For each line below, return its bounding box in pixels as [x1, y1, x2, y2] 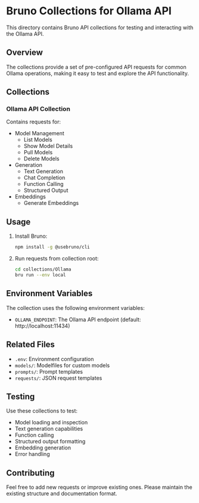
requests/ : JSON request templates [14, 374, 102, 381]
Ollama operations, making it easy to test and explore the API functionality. [6, 70, 189, 77]
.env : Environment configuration [14, 355, 94, 362]
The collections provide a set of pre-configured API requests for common [6, 63, 186, 70]
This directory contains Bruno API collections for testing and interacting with [6, 24, 194, 31]
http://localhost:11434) [14, 322, 70, 329]
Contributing [6, 468, 55, 478]
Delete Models [23, 155, 60, 162]
